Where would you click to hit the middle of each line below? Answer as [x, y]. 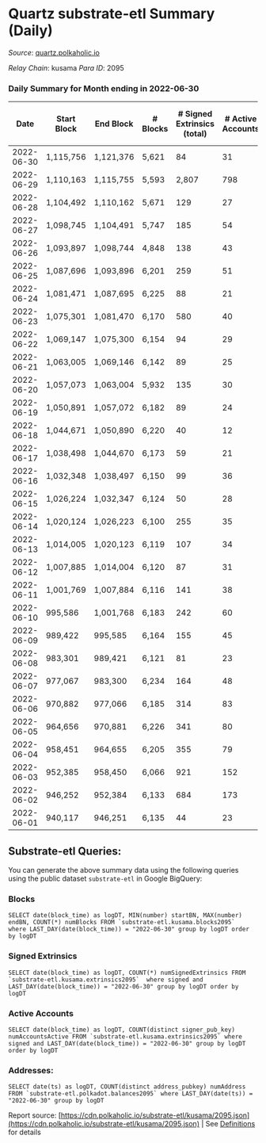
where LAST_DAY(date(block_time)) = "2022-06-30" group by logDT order [129, 929]
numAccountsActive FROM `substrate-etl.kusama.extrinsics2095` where [125, 1036]
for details [25, 1132]
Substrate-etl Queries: [65, 851]
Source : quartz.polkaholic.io [54, 52]
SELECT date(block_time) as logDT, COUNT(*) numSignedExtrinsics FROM [127, 973]
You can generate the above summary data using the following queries [123, 870]
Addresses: [31, 1070]
